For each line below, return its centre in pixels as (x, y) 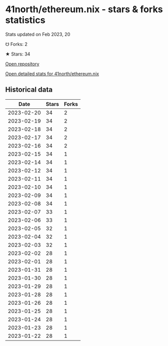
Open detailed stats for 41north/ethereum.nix (52, 74)
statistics (25, 20)
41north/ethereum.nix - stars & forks (84, 9)
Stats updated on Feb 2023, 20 (38, 34)
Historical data (29, 90)
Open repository (22, 64)
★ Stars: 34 (18, 54)
